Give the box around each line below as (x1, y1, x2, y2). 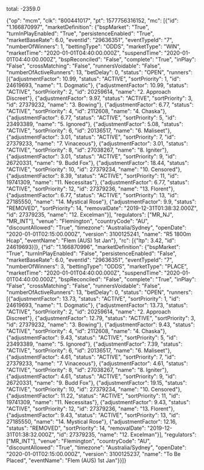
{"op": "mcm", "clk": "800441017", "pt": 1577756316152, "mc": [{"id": (6, 17, 179, 24)
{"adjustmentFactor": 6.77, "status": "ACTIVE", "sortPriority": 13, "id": (6, 192, 179, 198)
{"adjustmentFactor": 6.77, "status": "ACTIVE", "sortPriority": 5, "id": (6, 114, 177, 121)
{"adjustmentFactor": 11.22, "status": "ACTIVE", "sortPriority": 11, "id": (6, 392, 180, 399)
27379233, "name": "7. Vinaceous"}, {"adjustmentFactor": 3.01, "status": (6, 140, 188, 147)
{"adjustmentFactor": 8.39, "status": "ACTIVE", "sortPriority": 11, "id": (6, 172, 179, 179)
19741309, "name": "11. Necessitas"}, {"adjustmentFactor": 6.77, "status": (6, 179, 189, 186)
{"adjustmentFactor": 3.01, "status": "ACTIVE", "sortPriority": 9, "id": (6, 153, 177, 160)
